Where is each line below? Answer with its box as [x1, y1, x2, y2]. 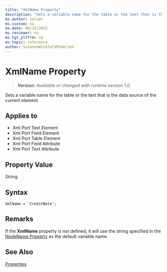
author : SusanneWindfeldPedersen [5, 44, 75, 49]
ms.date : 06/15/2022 [5, 26, 48, 31]
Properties [5, 261, 27, 267]
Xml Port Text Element [12, 125, 58, 131]
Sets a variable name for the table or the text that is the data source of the [5, 92, 157, 98]
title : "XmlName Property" [5, 7, 61, 12]
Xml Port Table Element [12, 136, 61, 141]
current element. [5, 97, 39, 103]
